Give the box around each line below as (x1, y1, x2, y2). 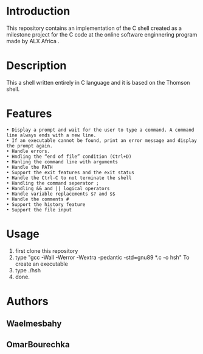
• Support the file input (6, 207, 72, 213)
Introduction (6, 4, 71, 18)
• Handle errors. (6, 148, 50, 154)
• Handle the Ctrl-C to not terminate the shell (6, 175, 132, 181)
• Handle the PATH (6, 164, 53, 170)
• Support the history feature (6, 201, 86, 208)
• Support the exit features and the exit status (6, 169, 135, 175)
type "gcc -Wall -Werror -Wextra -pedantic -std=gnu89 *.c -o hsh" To (15, 253, 190, 261)
